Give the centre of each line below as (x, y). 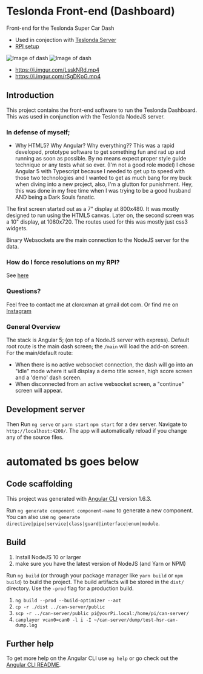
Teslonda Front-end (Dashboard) (91, 11)
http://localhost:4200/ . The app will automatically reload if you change (97, 430)
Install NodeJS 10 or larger (48, 557)
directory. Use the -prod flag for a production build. (70, 588)
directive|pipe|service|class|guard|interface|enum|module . (83, 523)
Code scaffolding (39, 484)
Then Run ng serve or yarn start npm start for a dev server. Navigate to (97, 424)
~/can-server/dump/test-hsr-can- (136, 620)
